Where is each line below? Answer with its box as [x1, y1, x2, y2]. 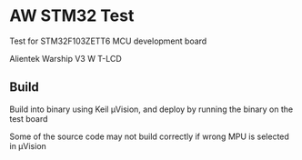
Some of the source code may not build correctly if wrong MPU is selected [9, 131, 289, 142]
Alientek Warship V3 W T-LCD [9, 53, 123, 64]
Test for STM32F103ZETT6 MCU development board [9, 35, 207, 46]
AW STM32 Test [9, 5, 135, 26]
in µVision [9, 140, 47, 151]
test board [9, 113, 48, 124]
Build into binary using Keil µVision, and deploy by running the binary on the [9, 104, 294, 115]
